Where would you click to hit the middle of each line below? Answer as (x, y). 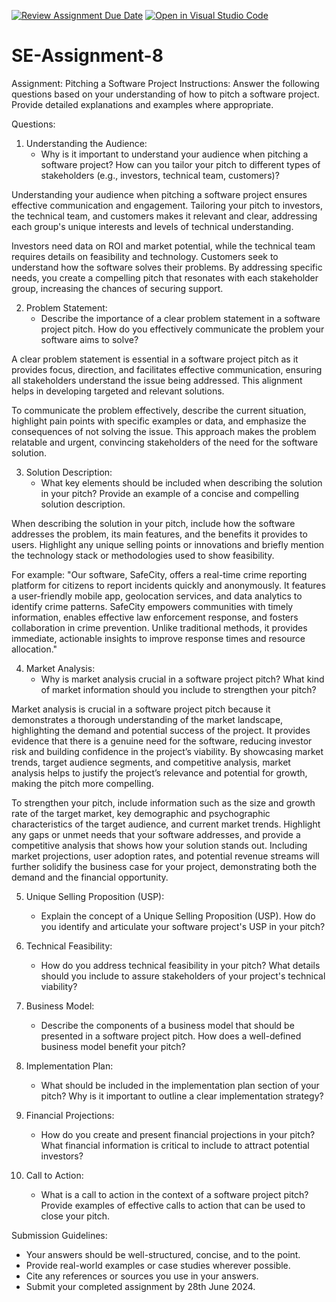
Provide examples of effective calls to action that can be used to (173, 1205)
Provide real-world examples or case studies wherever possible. (158, 1265)
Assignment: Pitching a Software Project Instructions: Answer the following (165, 83)
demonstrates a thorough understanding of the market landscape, (147, 719)
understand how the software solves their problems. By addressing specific (167, 267)
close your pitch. (75, 1216)
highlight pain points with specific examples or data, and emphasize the (159, 421)
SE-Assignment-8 (87, 56)
